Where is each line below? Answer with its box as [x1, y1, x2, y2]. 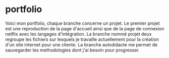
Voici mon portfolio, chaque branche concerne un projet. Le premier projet [5, 20, 160, 26]
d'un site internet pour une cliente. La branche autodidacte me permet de [5, 41, 158, 47]
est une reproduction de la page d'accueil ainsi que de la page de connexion [5, 25, 164, 31]
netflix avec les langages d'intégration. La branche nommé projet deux [5, 31, 152, 37]
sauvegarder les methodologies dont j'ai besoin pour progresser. [5, 47, 140, 53]
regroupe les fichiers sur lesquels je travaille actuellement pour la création [5, 36, 159, 42]
